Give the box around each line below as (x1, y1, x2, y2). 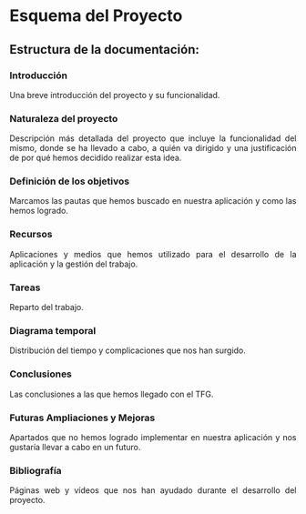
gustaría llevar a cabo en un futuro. (9, 441, 141, 452)
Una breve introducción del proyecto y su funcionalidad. (9, 89, 220, 100)
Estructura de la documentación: (9, 42, 200, 57)
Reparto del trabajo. (9, 302, 84, 313)
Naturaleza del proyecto (9, 112, 118, 125)
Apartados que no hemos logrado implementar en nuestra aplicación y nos (9, 431, 297, 442)
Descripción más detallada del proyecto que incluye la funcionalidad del (9, 133, 297, 144)
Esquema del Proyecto (9, 5, 183, 26)
